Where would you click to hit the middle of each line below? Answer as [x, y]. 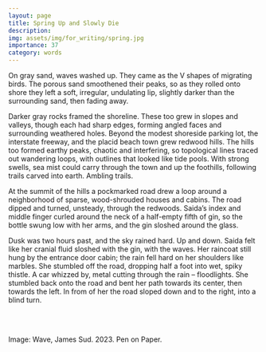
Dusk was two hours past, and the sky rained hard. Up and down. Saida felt [132, 241]
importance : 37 [33, 45]
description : [30, 30]
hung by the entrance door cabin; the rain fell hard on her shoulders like [126, 257]
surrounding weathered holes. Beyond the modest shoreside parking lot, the [133, 133]
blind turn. [25, 300]
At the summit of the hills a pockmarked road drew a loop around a [117, 191]
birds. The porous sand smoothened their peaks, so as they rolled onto [125, 84]
